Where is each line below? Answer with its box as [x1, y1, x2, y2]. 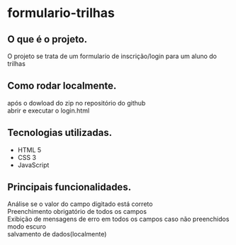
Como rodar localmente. [7, 80, 117, 92]
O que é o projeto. [7, 33, 88, 45]
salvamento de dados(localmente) [7, 230, 107, 239]
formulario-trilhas [7, 5, 115, 21]
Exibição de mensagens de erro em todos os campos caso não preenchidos [7, 215, 230, 224]
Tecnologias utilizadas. [7, 127, 112, 139]
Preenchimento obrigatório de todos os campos [7, 207, 147, 216]
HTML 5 [17, 145, 42, 154]
